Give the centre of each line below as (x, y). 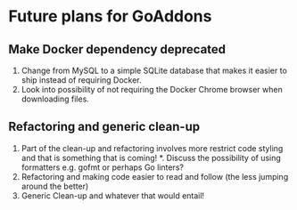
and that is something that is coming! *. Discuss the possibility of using (151, 157)
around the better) (55, 186)
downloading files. (55, 99)
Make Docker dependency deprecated (117, 49)
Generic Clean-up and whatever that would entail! (113, 195)
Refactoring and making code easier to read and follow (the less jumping (155, 176)
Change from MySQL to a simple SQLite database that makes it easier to (154, 70)
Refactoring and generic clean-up (104, 127)
